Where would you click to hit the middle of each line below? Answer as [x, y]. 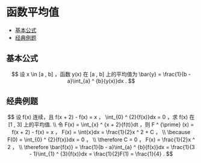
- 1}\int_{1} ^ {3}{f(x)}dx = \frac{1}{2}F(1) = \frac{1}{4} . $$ [101, 153]
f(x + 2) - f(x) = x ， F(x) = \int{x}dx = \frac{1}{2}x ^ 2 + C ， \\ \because [101, 132]
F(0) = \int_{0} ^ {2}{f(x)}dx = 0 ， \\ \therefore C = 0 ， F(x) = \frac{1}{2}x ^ [101, 140]
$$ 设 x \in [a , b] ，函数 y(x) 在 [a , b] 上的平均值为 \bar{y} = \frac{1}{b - [101, 74]
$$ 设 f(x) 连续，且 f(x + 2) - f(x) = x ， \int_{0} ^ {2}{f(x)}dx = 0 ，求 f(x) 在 [101, 117]
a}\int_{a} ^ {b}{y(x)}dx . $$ [101, 81]
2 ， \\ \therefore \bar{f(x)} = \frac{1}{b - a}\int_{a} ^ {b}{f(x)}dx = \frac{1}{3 [101, 147]
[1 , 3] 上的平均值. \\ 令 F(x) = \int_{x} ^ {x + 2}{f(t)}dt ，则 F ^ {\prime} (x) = [101, 125]
